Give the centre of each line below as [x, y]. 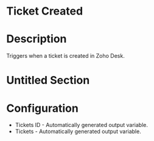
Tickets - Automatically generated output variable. [78, 131]
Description [37, 39]
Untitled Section [48, 81]
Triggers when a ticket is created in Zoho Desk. [65, 56]
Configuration [43, 108]
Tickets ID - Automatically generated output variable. [81, 125]
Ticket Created [45, 11]
